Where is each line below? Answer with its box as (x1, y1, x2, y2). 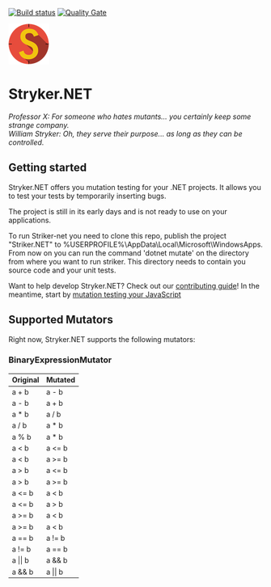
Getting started (8, 161, 87, 175)
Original (11, 375, 40, 385)
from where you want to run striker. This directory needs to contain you (8, 256, 246, 266)
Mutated (45, 375, 75, 385)
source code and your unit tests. (8, 265, 116, 275)
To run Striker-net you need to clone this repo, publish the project (8, 230, 227, 240)
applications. (8, 215, 51, 225)
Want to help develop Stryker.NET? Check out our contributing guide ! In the (8, 281, 260, 290)
